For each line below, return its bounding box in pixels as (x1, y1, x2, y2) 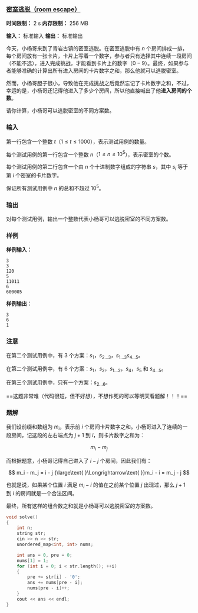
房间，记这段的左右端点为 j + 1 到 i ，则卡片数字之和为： (11, 432, 146, 439)
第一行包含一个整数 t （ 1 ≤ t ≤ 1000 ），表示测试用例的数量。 (6, 138, 150, 145)
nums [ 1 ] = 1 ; (16, 557, 49, 563)
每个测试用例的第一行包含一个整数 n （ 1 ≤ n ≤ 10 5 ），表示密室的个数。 (6, 150, 174, 158)
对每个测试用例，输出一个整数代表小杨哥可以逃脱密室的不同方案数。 (6, 215, 171, 222)
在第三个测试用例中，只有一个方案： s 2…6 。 (6, 379, 111, 387)
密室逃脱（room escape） (6, 5, 81, 13)
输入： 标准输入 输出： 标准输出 (6, 33, 83, 40)
